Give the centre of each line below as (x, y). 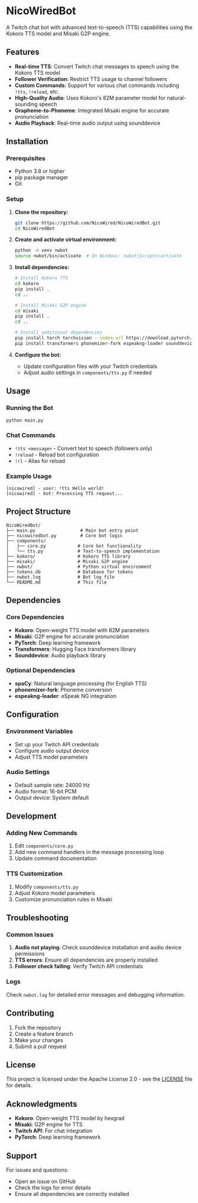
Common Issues (30, 934)
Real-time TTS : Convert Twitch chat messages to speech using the (97, 66)
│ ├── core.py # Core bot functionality (74, 546)
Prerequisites (26, 159)
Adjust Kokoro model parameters (55, 893)
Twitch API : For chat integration (53, 1131)
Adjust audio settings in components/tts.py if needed (87, 372)
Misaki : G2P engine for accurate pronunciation (72, 636)
